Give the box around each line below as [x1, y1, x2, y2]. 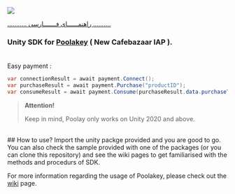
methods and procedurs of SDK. [7, 158, 100, 166]
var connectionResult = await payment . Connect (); [7, 76, 155, 83]
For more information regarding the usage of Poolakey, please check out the [7, 172, 227, 180]
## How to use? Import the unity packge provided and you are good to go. [7, 135, 222, 144]
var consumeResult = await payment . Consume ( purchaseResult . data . [7, 88, 201, 96]
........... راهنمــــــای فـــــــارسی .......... [7, 20, 111, 28]
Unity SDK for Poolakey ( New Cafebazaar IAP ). [7, 37, 173, 47]
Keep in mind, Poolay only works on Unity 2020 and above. [24, 114, 196, 123]
